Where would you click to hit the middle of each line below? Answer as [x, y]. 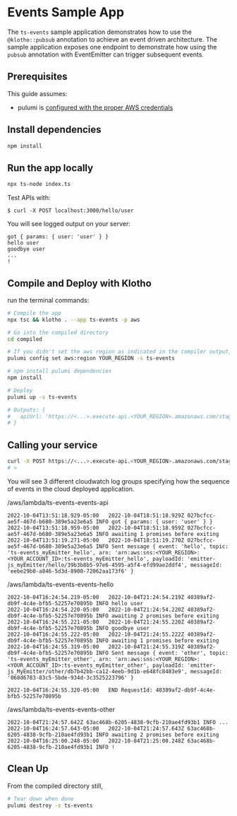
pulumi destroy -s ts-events [50, 805]
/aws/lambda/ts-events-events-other [61, 709]
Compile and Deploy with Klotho [79, 283]
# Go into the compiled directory [58, 332]
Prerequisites [37, 77]
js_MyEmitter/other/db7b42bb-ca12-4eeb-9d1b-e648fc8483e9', [98, 671]
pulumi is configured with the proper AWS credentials [95, 107]
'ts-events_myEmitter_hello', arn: [60, 552]
